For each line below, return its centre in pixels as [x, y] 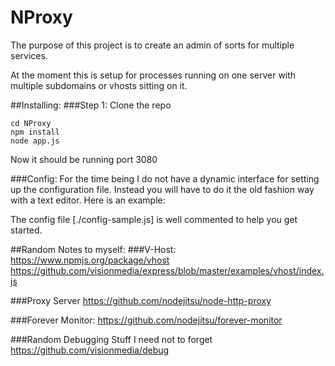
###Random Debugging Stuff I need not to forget [111, 339]
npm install [35, 132]
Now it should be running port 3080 [84, 159]
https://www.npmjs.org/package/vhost [90, 260]
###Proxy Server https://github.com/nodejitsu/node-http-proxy [141, 300]
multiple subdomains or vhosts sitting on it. [99, 85]
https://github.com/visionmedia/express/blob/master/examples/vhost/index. [167, 270]
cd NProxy [31, 123]
